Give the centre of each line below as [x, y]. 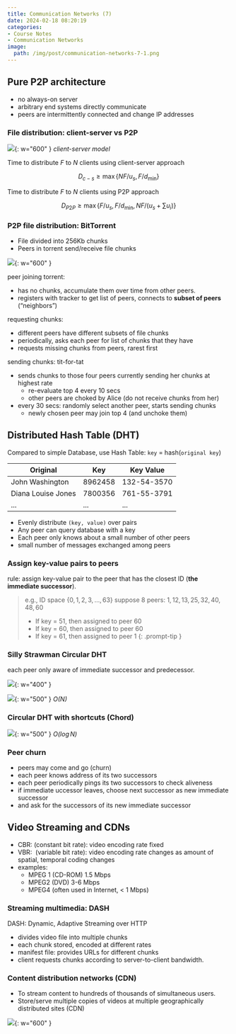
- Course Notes [30, 34]
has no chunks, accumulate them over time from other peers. [106, 290]
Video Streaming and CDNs [69, 828]
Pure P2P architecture [57, 82]
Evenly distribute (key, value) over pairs [77, 522]
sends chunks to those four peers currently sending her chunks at [114, 375]
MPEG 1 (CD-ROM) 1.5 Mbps [69, 875]
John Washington [40, 482]
